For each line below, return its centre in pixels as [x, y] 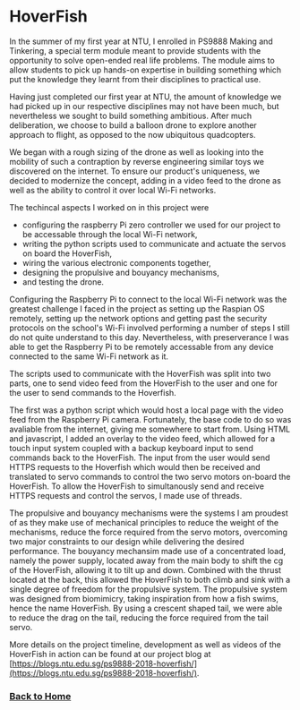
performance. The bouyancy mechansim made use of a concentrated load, [148, 551]
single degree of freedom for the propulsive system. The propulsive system [149, 589]
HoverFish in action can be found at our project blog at [110, 654]
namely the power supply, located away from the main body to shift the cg [146, 560]
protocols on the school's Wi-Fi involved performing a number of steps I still [150, 328]
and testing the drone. [63, 282]
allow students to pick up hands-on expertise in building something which [146, 70]
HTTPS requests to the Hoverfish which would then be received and [135, 466]
